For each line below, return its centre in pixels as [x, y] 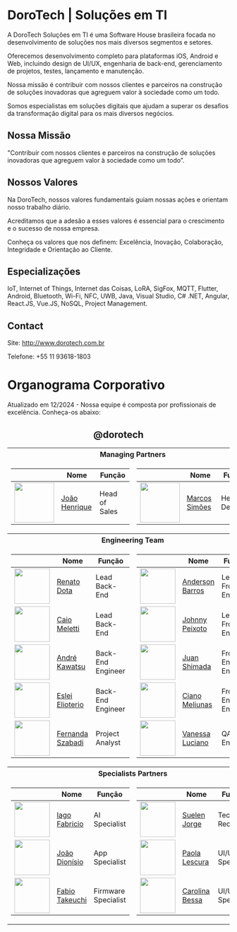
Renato [68, 581]
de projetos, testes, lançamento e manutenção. [76, 71]
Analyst [108, 742]
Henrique [77, 507]
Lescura [196, 861]
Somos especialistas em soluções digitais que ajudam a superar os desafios [118, 105]
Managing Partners [133, 454]
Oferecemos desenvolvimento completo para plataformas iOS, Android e [113, 56]
